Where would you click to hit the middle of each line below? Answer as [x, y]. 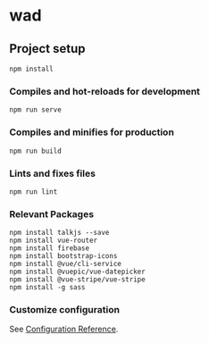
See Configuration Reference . [64, 329]
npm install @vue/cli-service [66, 264]
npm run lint [33, 192]
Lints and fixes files [53, 173]
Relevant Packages [52, 213]
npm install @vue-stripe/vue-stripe [77, 280]
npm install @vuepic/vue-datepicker [77, 272]
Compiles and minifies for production [92, 132]
